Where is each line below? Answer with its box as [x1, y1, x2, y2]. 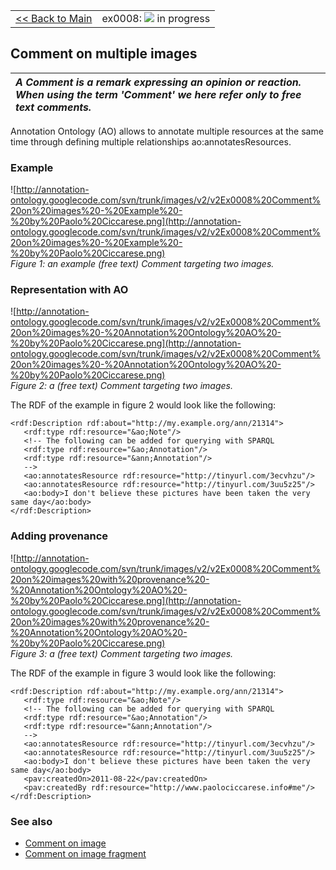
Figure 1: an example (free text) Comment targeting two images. [10, 258, 275, 270]
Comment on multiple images [10, 45, 198, 63]
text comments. [15, 100, 92, 114]
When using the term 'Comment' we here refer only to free [15, 87, 302, 101]
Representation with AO [10, 283, 129, 297]
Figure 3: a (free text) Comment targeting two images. [10, 647, 234, 659]
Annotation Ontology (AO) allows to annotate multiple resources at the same [10, 125, 324, 137]
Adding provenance [10, 529, 109, 543]
